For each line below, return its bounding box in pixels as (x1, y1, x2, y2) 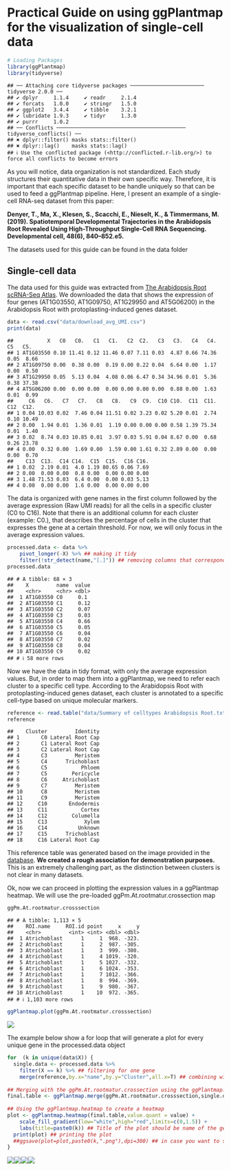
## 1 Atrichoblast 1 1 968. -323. (7, 935, 140, 942)
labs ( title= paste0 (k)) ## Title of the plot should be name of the (19, 1124, 217, 1132)
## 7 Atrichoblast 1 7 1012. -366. (7, 971, 140, 978)
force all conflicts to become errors (7, 155, 118, 162)
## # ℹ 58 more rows (7, 655, 64, 662)
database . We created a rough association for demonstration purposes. (7, 856, 215, 865)
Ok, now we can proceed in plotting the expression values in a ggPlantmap (7, 884, 219, 892)
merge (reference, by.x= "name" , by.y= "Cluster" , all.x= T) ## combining (19, 1073, 217, 1080)
